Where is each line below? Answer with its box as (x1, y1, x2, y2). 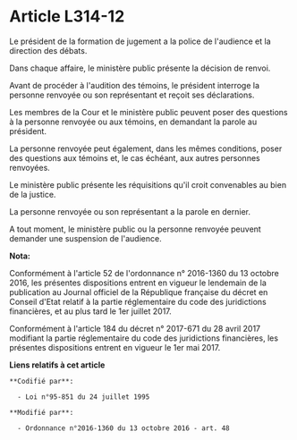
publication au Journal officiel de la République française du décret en (9, 286, 268, 297)
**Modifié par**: (9, 408, 74, 417)
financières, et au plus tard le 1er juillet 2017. (9, 306, 172, 317)
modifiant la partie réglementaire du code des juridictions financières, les (9, 333, 279, 343)
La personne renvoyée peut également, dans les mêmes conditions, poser (9, 143, 283, 154)
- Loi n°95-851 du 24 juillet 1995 (17, 392, 150, 402)
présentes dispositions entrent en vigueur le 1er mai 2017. (9, 342, 221, 352)
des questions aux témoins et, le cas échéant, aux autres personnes (9, 152, 261, 163)
